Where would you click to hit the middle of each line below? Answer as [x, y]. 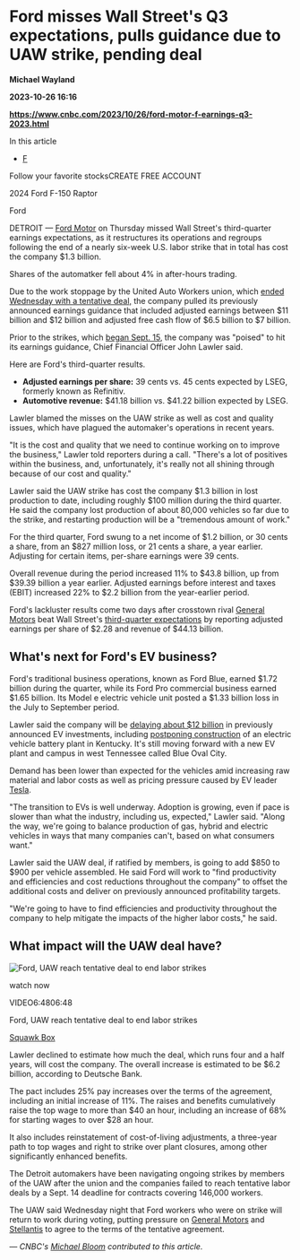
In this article [33, 141]
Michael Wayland [42, 79]
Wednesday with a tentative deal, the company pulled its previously [133, 300]
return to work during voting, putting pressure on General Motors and [137, 1219]
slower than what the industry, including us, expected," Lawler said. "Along [147, 816]
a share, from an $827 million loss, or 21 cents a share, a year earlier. [136, 546]
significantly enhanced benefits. [69, 1156]
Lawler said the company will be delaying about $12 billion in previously [141, 725]
